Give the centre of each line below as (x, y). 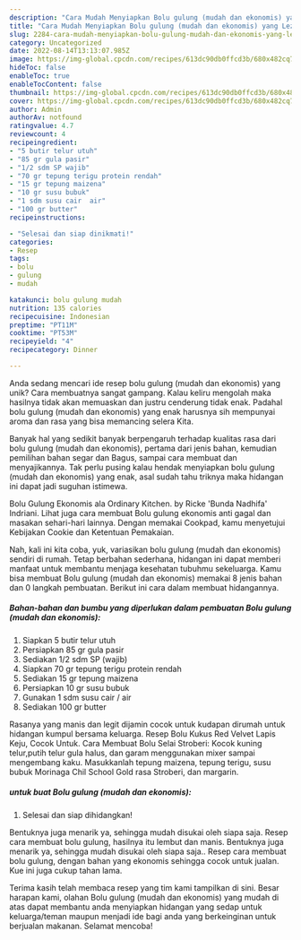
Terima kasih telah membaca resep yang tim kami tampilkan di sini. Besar (144, 887)
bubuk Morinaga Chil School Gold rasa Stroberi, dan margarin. (124, 772)
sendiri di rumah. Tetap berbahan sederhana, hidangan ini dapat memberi (145, 559)
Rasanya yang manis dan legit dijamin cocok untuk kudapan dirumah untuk (147, 724)
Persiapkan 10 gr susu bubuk (76, 687)
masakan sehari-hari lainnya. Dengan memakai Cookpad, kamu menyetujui (147, 522)
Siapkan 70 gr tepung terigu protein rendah (102, 668)
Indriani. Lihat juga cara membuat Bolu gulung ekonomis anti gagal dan (140, 513)
